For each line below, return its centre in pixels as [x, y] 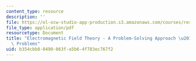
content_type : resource [35, 11]
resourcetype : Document [35, 33]
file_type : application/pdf [40, 28]
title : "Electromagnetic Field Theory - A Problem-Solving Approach [91, 38]
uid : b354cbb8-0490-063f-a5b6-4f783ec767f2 [60, 49]
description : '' [26, 17]
